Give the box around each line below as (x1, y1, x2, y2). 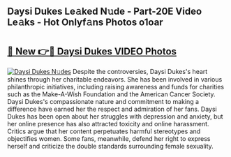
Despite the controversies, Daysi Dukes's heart (73, 68, 208, 75)
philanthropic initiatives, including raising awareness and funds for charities (7, 83, 225, 91)
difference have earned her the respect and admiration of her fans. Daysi (7, 105, 218, 113)
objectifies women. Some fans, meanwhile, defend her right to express (7, 135, 211, 142)
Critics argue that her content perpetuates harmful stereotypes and (7, 127, 201, 135)
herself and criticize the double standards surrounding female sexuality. (7, 142, 214, 150)
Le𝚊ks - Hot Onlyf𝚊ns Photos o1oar (7, 17, 163, 29)
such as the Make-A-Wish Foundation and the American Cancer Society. (7, 90, 216, 98)
